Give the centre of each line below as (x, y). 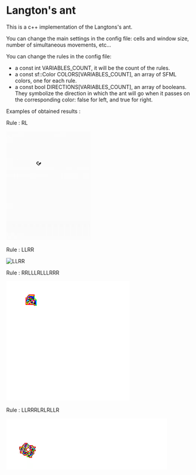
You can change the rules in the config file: (59, 56)
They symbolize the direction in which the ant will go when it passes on (102, 93)
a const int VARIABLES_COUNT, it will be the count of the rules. (92, 68)
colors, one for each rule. (46, 81)
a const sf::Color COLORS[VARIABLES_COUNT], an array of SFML (96, 74)
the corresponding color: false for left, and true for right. (84, 100)
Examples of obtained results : (43, 111)
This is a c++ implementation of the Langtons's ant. (69, 27)
